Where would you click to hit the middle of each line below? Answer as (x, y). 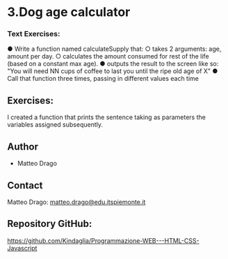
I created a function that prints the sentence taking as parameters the (107, 117)
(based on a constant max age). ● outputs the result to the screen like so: (113, 64)
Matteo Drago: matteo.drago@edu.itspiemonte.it (76, 202)
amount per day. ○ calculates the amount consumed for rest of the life (108, 56)
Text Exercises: (34, 34)
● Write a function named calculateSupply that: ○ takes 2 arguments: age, (114, 49)
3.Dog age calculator (69, 12)
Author (23, 147)
